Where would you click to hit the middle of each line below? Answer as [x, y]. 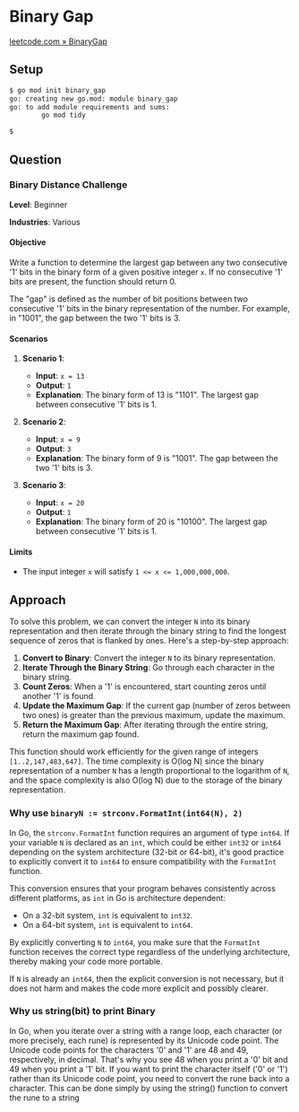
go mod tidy [64, 115]
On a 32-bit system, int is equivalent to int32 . [107, 915]
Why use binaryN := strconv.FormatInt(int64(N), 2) [126, 813]
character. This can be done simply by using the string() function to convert [149, 1088]
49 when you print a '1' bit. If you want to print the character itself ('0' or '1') [149, 1069]
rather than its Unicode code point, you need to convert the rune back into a [149, 1078]
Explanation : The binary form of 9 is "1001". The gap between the [157, 459]
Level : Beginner [38, 205]
